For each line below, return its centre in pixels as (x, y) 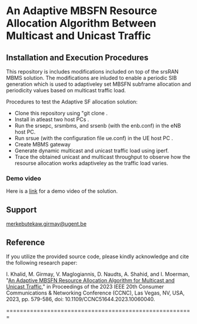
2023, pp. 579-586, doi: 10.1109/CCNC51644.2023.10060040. (81, 299)
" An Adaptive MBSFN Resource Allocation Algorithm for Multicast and (91, 280)
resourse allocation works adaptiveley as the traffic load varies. (91, 163)
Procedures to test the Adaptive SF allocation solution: (72, 102)
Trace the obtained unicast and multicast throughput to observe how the (102, 157)
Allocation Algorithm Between (81, 23)
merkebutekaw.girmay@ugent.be (46, 224)
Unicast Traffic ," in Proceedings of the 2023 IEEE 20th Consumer (85, 286)
